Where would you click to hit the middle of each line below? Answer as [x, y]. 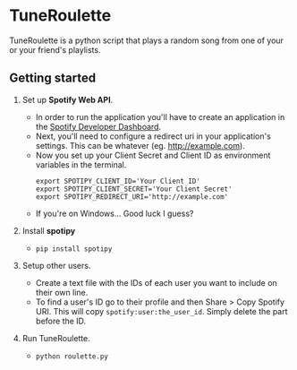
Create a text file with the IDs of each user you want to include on [156, 282]
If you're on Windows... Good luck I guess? [115, 213]
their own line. [62, 292]
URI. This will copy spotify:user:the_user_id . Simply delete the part [161, 311]
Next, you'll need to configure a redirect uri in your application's [153, 136]
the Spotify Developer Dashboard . [98, 126]
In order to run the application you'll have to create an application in [160, 116]
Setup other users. [56, 265]
